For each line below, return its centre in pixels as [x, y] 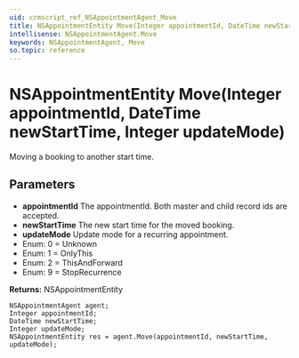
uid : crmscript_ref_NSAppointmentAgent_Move [93, 17]
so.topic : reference [48, 51]
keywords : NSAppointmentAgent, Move [77, 42]
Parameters [42, 184]
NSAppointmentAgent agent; [59, 306]
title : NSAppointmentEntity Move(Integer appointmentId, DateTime [135, 26]
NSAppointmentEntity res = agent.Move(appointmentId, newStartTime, [139, 337]
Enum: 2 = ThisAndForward [72, 262]
